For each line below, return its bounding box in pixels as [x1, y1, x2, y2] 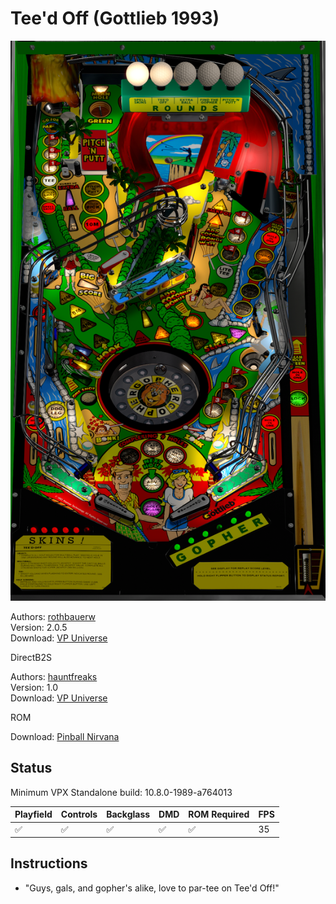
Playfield [14, 808, 53, 821]
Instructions [10, 855, 88, 872]
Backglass [106, 808, 151, 821]
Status [10, 760, 53, 777]
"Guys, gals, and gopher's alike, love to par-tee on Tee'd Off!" [24, 882, 280, 894]
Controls [60, 808, 98, 821]
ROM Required [188, 808, 250, 821]
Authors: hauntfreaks [10, 670, 98, 682]
